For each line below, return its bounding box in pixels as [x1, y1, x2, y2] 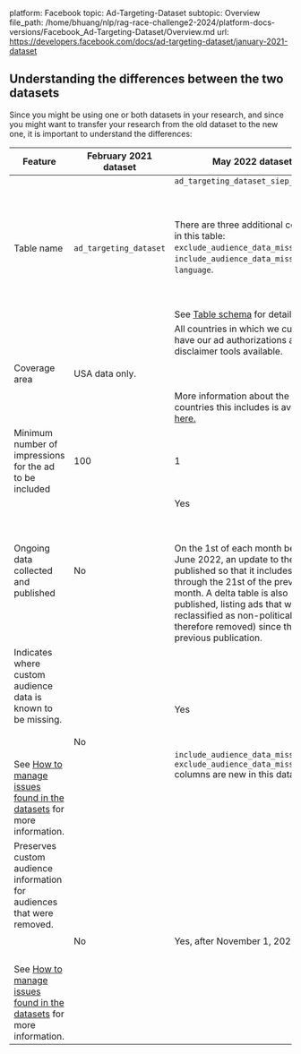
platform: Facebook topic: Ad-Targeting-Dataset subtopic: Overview [9, 8, 261, 18]
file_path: [9, 17, 44, 28]
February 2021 [86, 150, 153, 162]
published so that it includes [174, 564, 293, 577]
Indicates [13, 646, 53, 658]
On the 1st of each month [174, 542, 282, 554]
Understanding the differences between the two [9, 72, 284, 87]
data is [13, 690, 42, 703]
